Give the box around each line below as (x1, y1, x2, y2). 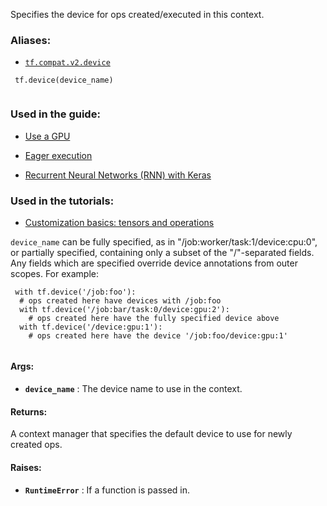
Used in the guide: (10, 107, 101, 121)
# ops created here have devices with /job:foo (19, 295, 222, 306)
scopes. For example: (10, 267, 99, 279)
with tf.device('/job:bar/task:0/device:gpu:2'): (19, 304, 230, 314)
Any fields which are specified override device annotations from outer (10, 257, 298, 269)
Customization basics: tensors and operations (24, 216, 215, 228)
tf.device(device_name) (14, 75, 114, 86)
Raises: (10, 461, 42, 473)
